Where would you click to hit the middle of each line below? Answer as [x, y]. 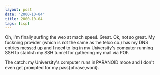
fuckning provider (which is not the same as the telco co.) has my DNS [77, 43]
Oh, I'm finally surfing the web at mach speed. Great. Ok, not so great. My [80, 37]
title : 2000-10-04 [24, 19]
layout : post [18, 10]
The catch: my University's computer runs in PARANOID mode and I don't [80, 62]
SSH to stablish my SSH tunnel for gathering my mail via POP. [67, 53]
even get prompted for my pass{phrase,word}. [52, 68]
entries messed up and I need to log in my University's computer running [79, 48]
